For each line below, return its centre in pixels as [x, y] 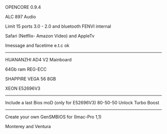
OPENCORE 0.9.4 [23, 7]
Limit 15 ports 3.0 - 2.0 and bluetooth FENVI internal [58, 26]
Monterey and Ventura [28, 126]
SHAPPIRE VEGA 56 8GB [31, 79]
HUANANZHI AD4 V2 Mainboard [39, 60]
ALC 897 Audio [21, 17]
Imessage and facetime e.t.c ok [37, 45]
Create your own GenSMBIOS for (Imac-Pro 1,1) [53, 117]
